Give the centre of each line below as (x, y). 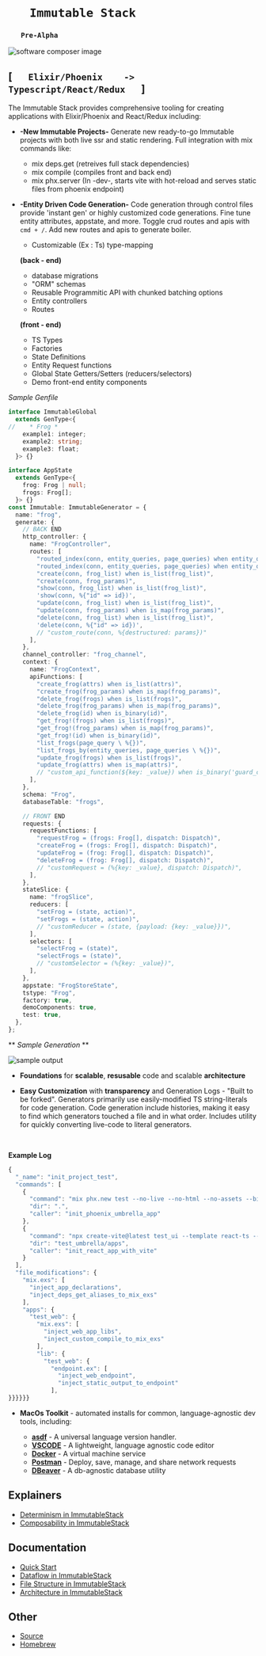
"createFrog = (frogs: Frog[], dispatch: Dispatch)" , (127, 846)
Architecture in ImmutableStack (71, 1592)
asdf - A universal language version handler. (104, 1437)
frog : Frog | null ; (55, 485)
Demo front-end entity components (89, 383)
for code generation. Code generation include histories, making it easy (135, 1107)
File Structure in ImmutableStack (73, 1584)
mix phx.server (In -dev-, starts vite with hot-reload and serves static (144, 181)
